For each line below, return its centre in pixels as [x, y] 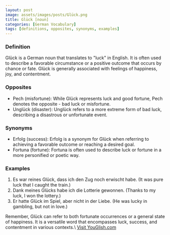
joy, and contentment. [28, 74]
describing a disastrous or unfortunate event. [60, 115]
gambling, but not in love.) [40, 206]
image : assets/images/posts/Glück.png [46, 15]
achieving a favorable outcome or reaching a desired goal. [74, 145]
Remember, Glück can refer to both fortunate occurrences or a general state [85, 217]
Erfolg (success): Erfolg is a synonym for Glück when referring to [81, 139]
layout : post [19, 10]
